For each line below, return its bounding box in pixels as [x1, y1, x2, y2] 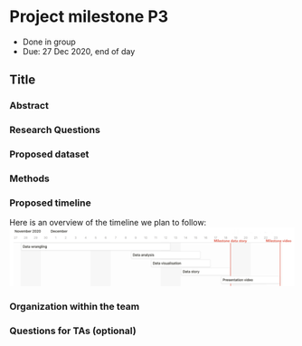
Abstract [9, 100, 50, 112]
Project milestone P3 [9, 6, 169, 27]
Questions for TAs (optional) [9, 324, 137, 337]
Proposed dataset [9, 148, 90, 160]
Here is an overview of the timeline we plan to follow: [9, 217, 207, 228]
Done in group [22, 36, 77, 47]
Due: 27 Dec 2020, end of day [22, 45, 136, 56]
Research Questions [9, 124, 101, 137]
